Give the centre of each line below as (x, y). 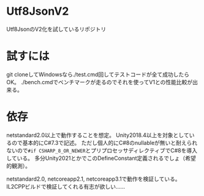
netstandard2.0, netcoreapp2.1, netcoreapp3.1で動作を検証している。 (93, 179)
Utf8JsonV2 (38, 11)
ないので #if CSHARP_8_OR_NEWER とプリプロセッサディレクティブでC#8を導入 (102, 150)
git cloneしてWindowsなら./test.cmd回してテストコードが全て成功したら (98, 74)
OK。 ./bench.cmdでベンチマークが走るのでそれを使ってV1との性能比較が (100, 82)
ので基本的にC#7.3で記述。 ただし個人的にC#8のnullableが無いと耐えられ (104, 143)
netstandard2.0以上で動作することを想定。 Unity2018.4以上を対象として (98, 135)
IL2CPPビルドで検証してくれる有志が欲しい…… (66, 186)
